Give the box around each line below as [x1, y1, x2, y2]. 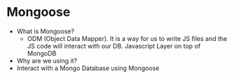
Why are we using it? [16, 56, 78, 64]
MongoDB [27, 49, 57, 58]
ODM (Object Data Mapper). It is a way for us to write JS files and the [27, 34, 228, 42]
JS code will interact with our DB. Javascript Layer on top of [27, 42, 201, 50]
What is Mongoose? [16, 27, 75, 35]
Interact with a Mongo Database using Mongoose [16, 64, 160, 72]
